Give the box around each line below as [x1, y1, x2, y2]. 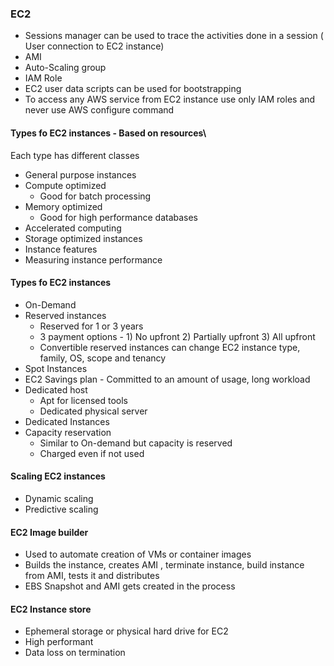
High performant [24, 636, 94, 648]
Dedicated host [24, 383, 88, 396]
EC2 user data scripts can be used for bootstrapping [24, 83, 242, 95]
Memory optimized [24, 200, 103, 212]
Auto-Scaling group [24, 62, 107, 74]
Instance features [24, 243, 98, 255]
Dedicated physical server [39, 405, 148, 417]
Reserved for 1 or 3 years [39, 320, 144, 332]
